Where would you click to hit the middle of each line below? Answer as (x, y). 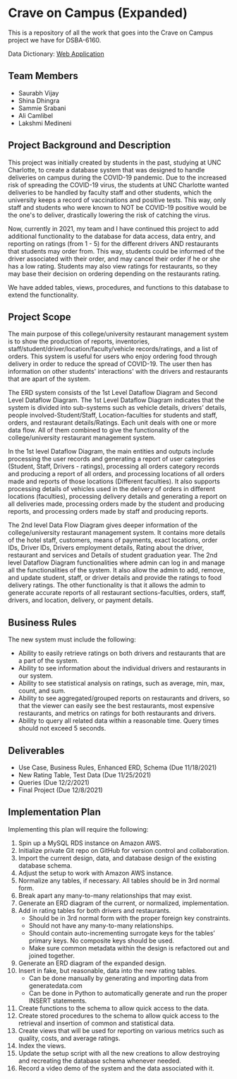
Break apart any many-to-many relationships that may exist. (105, 895)
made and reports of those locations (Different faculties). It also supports (114, 481)
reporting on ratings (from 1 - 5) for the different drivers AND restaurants (114, 243)
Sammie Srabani (42, 108)
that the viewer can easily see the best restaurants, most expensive (116, 706)
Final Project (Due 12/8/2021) (60, 790)
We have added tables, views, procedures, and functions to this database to (119, 287)
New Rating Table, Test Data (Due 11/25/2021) (85, 775)
